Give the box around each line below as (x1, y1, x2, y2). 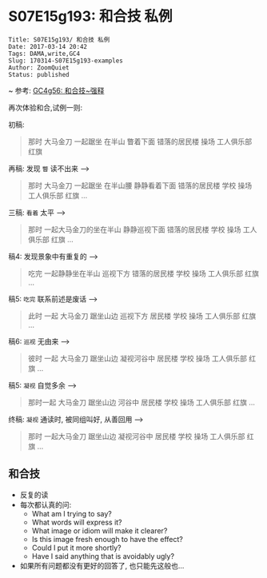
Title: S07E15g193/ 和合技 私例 (8, 35, 110, 44)
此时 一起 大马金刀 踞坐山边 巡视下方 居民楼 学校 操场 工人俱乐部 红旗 (27, 311, 257, 321)
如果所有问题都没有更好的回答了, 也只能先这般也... (19, 560, 185, 570)
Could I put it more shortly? (31, 543, 122, 552)
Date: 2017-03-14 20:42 (8, 42, 88, 50)
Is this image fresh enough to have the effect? (31, 534, 184, 544)
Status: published (8, 70, 70, 78)
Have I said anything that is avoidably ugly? (31, 551, 174, 560)
